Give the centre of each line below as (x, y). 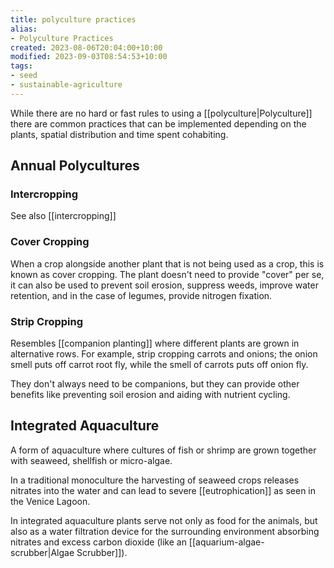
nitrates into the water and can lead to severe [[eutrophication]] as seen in (163, 490)
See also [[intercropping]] (63, 216)
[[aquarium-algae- (226, 542)
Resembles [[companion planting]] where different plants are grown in (155, 343)
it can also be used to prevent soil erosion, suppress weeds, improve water (164, 285)
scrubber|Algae (42, 552)
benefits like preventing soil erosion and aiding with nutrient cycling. (150, 395)
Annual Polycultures (75, 166)
